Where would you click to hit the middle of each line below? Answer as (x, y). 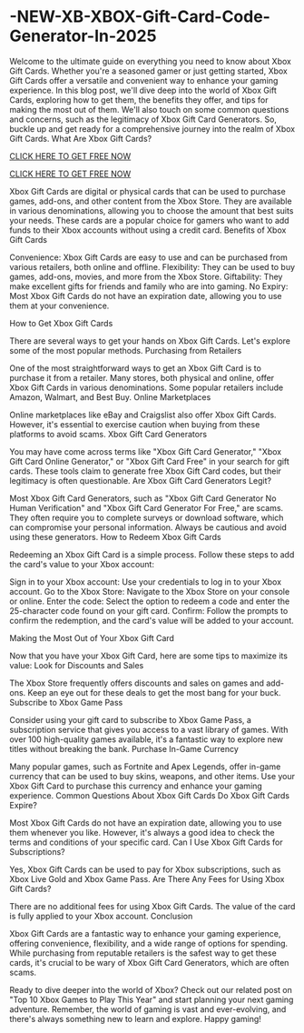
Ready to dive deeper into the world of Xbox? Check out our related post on (151, 989)
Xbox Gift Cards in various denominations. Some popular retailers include (147, 387)
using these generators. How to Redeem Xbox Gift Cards (115, 537)
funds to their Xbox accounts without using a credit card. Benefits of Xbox (148, 230)
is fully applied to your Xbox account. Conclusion (101, 916)
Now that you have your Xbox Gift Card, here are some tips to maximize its (149, 656)
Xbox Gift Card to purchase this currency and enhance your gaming (136, 786)
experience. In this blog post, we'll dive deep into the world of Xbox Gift (143, 90)
